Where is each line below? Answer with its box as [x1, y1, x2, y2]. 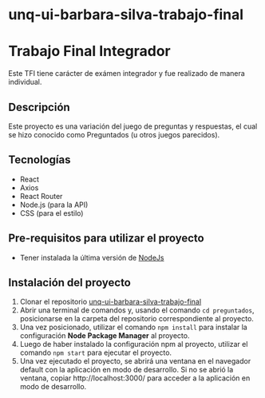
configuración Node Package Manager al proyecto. [19, 331, 190, 340]
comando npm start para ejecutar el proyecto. [19, 348, 172, 357]
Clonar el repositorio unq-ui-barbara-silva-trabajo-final [19, 297, 202, 307]
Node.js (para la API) [19, 200, 89, 209]
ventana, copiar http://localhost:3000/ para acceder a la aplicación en [19, 373, 251, 383]
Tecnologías [8, 153, 71, 167]
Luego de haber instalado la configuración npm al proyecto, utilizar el [19, 340, 248, 349]
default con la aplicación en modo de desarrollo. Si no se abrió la [19, 365, 234, 375]
